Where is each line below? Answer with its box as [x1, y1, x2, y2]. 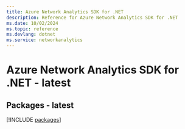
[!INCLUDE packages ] [6, 116, 61, 123]
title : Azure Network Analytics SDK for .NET [6, 8, 124, 15]
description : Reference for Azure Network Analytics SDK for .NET [6, 15, 178, 21]
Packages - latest [6, 100, 74, 110]
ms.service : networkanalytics [6, 37, 83, 43]
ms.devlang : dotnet [6, 31, 56, 38]
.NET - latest [6, 76, 71, 90]
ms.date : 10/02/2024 [6, 20, 59, 26]
